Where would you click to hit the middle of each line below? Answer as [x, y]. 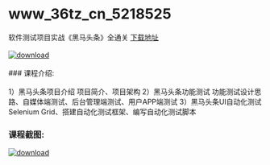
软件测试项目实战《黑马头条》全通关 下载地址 [83, 37]
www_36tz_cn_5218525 [90, 14]
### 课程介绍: [31, 72]
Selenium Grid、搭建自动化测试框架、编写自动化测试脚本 [102, 111]
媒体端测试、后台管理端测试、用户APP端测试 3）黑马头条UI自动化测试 [145, 101]
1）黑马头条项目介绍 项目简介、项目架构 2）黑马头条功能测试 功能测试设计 [132, 91]
